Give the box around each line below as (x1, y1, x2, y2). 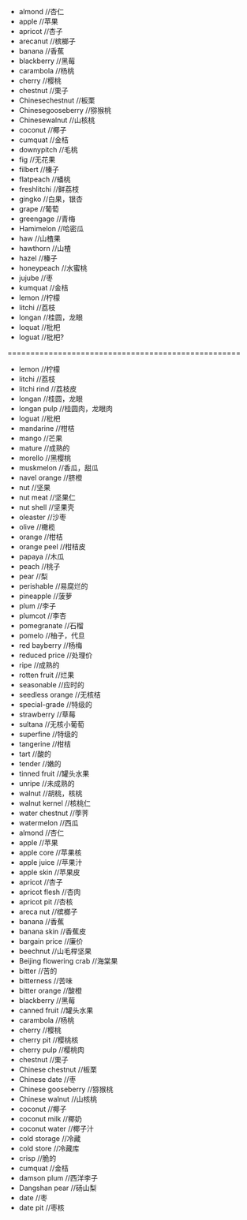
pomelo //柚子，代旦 (18, 631, 86, 640)
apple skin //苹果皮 (18, 867, 80, 877)
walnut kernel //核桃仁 (18, 799, 92, 807)
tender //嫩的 (18, 759, 62, 768)
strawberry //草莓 (18, 709, 76, 719)
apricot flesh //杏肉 (18, 887, 81, 896)
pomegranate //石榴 (18, 621, 84, 630)
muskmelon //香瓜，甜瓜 (18, 463, 99, 472)
